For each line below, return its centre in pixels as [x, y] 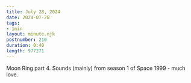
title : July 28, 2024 [33, 12]
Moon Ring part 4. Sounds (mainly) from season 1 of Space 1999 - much [96, 68]
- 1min [14, 29]
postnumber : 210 [27, 40]
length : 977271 [25, 51]
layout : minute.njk [31, 34]
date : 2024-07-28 [28, 17]
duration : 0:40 [25, 46]
